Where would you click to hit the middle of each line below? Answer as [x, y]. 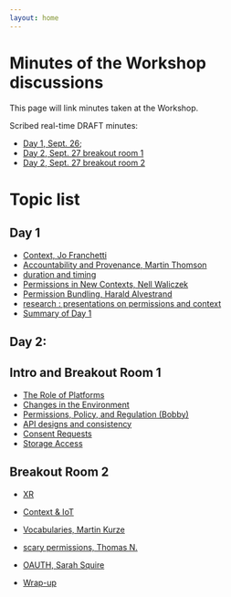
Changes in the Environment [76, 404]
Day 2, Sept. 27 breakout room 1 [83, 152]
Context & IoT [48, 511]
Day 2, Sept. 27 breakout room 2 [84, 162]
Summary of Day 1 [57, 313]
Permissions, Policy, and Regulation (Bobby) [105, 414]
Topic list [45, 199]
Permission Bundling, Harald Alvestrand [97, 294]
